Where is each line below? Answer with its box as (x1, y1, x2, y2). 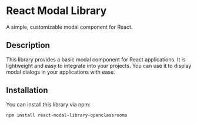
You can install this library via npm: (6, 101, 91, 108)
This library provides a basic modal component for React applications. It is (6, 56, 186, 63)
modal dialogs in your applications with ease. (6, 68, 116, 75)
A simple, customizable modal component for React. (6, 23, 133, 30)
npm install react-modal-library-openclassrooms (6, 112, 128, 118)
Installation (6, 85, 48, 95)
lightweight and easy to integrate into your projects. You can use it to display (6, 62, 192, 69)
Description (6, 40, 50, 50)
